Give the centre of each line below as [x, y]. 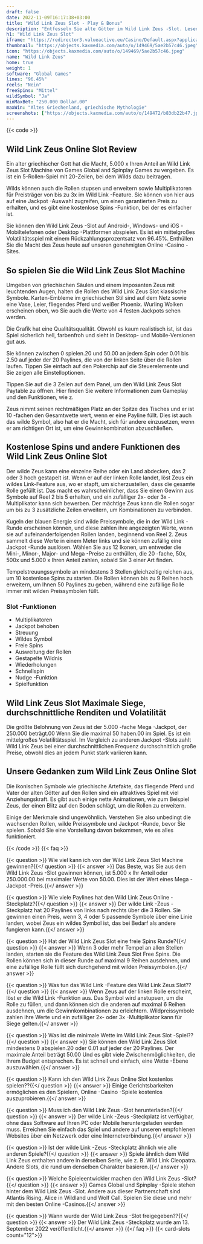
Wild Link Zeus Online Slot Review [72, 149]
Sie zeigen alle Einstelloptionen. [46, 373]
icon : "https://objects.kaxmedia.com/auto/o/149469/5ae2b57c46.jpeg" [96, 51]
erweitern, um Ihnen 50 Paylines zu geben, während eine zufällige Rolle [95, 585]
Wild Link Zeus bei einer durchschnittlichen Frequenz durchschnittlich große [101, 746]
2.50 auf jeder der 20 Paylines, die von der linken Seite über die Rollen [94, 360]
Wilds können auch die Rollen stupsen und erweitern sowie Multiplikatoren [99, 189]
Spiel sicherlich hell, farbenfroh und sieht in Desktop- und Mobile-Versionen [101, 335]
